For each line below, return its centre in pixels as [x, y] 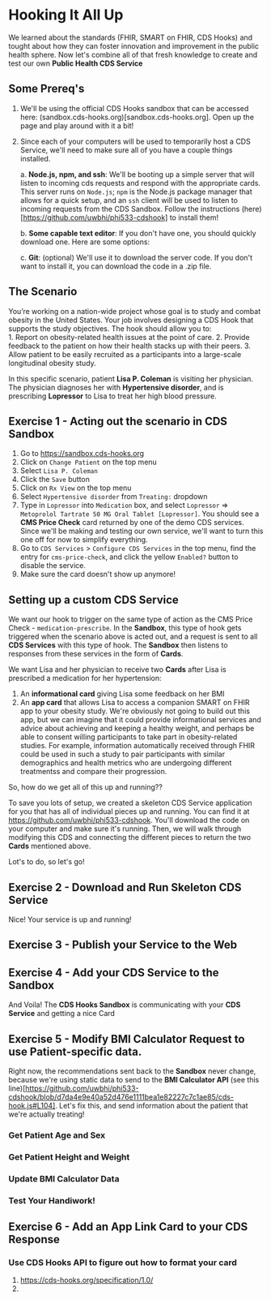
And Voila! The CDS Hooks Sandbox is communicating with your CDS [125, 1005]
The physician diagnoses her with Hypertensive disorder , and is [116, 387]
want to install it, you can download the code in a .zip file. [116, 266]
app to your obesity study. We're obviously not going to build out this [135, 711]
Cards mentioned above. [50, 846]
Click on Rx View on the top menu [76, 488]
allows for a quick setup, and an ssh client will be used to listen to [129, 200]
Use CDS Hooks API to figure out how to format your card [123, 1263]
